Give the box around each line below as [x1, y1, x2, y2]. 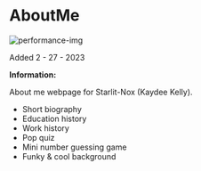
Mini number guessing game [21, 142, 127, 152]
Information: [9, 69, 57, 80]
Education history [21, 113, 87, 124]
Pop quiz [21, 132, 55, 142]
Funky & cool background [21, 151, 117, 161]
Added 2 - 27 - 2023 [9, 52, 85, 62]
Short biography [21, 103, 83, 114]
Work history [21, 122, 69, 134]
